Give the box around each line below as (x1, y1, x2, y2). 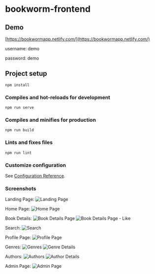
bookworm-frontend (5, 3, 91, 15)
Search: (5, 225, 21, 231)
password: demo (5, 55, 39, 61)
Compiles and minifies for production (5, 117, 96, 124)
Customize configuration (5, 162, 66, 169)
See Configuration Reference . (5, 173, 65, 178)
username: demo (5, 46, 40, 51)
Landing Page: (5, 196, 34, 203)
